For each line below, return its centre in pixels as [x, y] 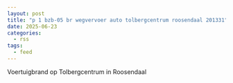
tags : [15, 46]
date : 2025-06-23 [32, 26]
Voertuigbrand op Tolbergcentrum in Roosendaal [77, 72]
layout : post [26, 13]
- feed [23, 53]
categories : [24, 33]
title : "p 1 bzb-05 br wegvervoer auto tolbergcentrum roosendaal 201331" [118, 20]
